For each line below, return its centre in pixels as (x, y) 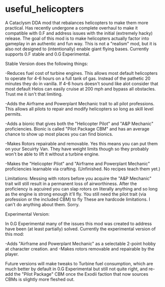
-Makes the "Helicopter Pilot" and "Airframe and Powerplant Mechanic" (78, 163)
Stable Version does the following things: (47, 64)
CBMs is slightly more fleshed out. (40, 279)
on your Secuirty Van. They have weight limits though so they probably (77, 149)
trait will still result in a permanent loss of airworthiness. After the (71, 184)
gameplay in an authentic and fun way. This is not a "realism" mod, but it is (81, 43)
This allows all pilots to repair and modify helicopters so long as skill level (79, 109)
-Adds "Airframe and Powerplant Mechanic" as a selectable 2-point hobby (81, 243)
